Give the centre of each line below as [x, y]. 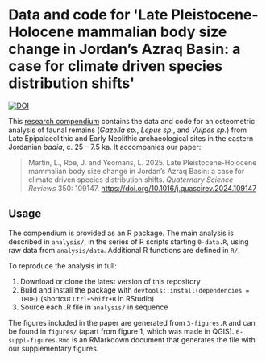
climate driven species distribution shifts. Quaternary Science [131, 180]
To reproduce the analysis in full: [62, 266]
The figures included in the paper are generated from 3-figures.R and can [132, 322]
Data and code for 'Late [88, 15]
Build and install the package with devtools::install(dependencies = [135, 290]
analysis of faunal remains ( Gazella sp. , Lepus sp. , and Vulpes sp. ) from [128, 130]
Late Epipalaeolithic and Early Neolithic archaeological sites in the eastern [131, 138]
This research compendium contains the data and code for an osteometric [132, 121]
